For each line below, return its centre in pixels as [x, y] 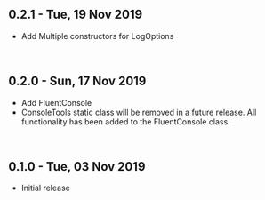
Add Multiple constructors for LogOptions [97, 36]
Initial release [45, 188]
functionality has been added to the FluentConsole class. [125, 121]
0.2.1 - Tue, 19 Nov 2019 [76, 15]
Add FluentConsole [56, 102]
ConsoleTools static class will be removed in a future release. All [139, 112]
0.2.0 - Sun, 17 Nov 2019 [77, 81]
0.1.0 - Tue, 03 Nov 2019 [77, 167]
